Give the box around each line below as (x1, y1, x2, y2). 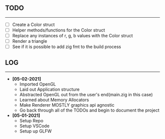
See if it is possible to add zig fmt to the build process (12, 44, 121, 50)
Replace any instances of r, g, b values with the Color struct (12, 32, 133, 38)
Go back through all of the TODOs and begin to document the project (19, 107, 160, 113)
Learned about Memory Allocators (19, 97, 89, 103)
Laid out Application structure (19, 86, 80, 92)
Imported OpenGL (19, 81, 56, 87)
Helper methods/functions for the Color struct (12, 27, 106, 33)
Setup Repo (19, 117, 44, 123)
